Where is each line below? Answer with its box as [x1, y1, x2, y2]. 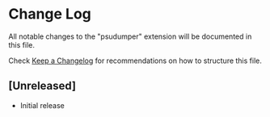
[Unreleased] [8, 79, 77, 93]
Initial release [19, 100, 65, 110]
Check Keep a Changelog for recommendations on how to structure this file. [8, 56, 263, 65]
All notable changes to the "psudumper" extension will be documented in [8, 31, 252, 41]
